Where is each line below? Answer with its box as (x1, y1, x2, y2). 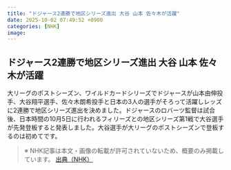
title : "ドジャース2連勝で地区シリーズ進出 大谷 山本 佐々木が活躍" (7, 10, 181, 17)
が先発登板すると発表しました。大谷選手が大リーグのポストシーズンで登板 (7, 123, 219, 131)
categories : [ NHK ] (7, 23, 60, 30)
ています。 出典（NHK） (23, 156, 93, 164)
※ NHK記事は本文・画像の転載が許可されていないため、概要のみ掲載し (23, 147, 224, 155)
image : (7, 29, 26, 36)
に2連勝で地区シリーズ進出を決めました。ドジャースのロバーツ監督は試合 (7, 106, 216, 114)
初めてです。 (25, 132, 61, 140)
